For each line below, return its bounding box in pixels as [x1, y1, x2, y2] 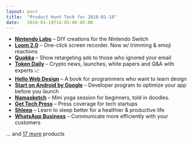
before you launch [14, 88, 59, 95]
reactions [14, 48, 38, 55]
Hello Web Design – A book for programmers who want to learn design [14, 76, 187, 83]
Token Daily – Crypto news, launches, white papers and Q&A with [14, 60, 175, 67]
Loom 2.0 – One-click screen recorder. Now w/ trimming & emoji [14, 42, 172, 49]
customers [14, 119, 41, 126]
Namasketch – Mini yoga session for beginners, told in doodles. [14, 94, 170, 101]
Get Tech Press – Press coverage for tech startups [14, 100, 138, 107]
